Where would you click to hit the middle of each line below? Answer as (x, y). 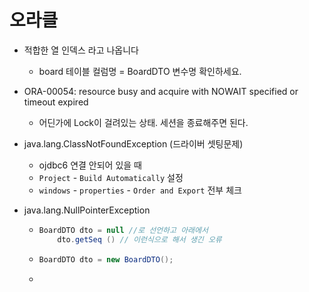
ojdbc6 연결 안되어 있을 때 (90, 165)
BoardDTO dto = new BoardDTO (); (106, 259)
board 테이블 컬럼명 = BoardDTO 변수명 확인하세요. (140, 71)
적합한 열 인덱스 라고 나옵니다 (81, 50)
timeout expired (56, 102)
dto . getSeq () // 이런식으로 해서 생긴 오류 (139, 239)
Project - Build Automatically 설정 (111, 177)
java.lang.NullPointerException (87, 210)
